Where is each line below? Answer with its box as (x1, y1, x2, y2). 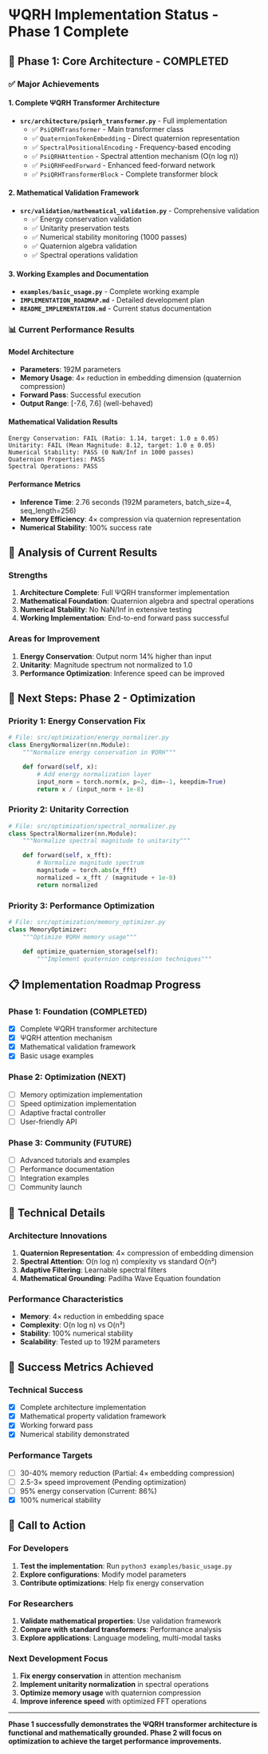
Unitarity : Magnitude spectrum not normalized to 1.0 (19, 660, 193, 669)
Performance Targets (8, 1450, 93, 1461)
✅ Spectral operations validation (31, 250, 138, 260)
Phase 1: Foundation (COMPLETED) (8, 1006, 148, 1017)
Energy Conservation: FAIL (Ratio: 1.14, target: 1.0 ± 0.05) (8, 435, 219, 442)
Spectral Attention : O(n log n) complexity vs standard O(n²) (19, 1256, 218, 1267)
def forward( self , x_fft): (22, 851, 112, 859)
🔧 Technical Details (8, 1206, 106, 1220)
